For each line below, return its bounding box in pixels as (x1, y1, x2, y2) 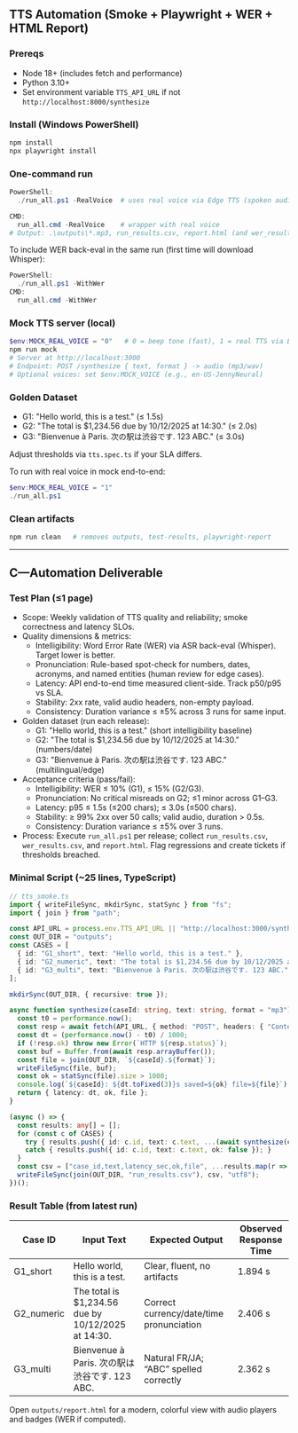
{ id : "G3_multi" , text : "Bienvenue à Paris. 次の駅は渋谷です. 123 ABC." (17, 965, 289, 974)
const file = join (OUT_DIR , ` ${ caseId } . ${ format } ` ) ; (17, 1055, 216, 1064)
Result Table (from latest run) (9, 1200, 138, 1212)
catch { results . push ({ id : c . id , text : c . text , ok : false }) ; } (25, 1146, 272, 1154)
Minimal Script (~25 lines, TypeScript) (9, 871, 176, 884)
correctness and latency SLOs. (21, 621, 135, 633)
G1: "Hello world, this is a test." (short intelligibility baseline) (35, 725, 253, 736)
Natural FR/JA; (143, 1352, 204, 1365)
